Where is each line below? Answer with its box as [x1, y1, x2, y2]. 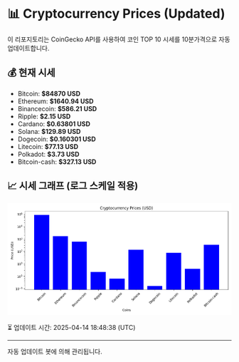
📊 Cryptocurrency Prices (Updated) [7, 6, 225, 22]
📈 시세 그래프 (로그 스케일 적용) [7, 180, 139, 192]
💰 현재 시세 [7, 67, 55, 79]
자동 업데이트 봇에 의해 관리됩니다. [7, 347, 102, 356]
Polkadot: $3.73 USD [17, 150, 80, 158]
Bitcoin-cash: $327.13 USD [17, 157, 97, 166]
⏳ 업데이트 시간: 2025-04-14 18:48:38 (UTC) [7, 323, 136, 331]
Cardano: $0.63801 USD [17, 119, 91, 128]
